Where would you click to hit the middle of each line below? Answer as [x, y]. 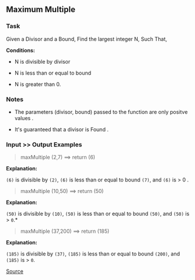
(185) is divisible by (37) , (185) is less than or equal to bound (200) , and [93, 254]
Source [15, 271]
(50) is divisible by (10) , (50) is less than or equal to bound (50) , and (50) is [98, 214]
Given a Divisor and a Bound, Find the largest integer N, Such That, [87, 39]
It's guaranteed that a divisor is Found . [62, 129]
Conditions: [21, 50]
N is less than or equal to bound [53, 73]
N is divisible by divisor [42, 61]
